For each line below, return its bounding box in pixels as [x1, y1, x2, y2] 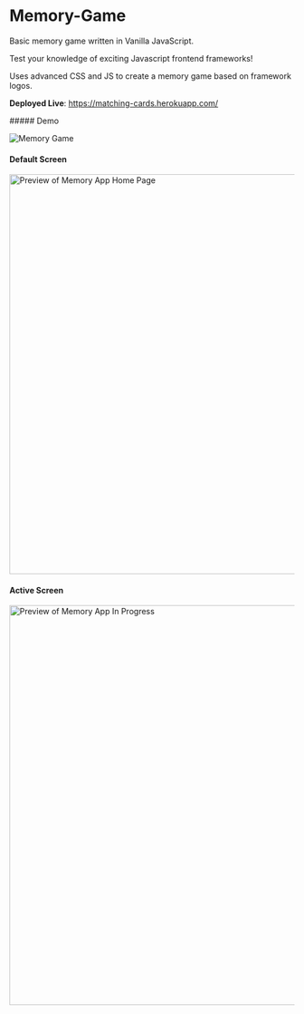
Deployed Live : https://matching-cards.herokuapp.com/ [9, 97, 219, 109]
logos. [9, 80, 33, 91]
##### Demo [9, 115, 60, 126]
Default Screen [9, 153, 68, 164]
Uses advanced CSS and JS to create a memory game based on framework [9, 70, 292, 82]
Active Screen [9, 584, 64, 595]
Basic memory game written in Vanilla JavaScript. [9, 35, 195, 46]
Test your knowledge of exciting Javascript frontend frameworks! [9, 53, 253, 63]
